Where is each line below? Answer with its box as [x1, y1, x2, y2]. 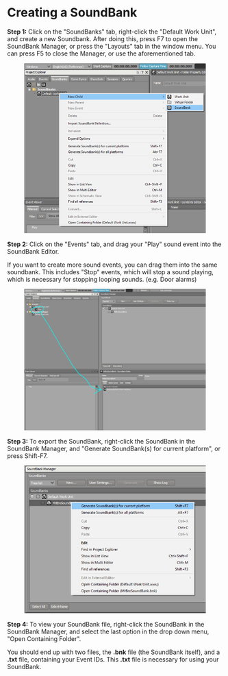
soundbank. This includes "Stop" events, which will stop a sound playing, [7, 268, 214, 276]
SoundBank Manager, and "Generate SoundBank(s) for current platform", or [7, 444, 221, 453]
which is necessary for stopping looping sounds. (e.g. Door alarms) [7, 276, 197, 284]
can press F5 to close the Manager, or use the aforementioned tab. [7, 49, 196, 58]
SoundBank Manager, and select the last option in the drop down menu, [7, 627, 210, 636]
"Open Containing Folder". [7, 635, 81, 643]
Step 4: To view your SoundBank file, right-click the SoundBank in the [7, 620, 205, 629]
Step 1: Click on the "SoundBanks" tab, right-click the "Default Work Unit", [7, 27, 217, 36]
